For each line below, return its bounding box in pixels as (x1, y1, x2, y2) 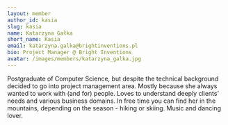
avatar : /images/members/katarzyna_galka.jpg (7, 56, 141, 62)
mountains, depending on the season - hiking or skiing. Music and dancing (7, 103, 221, 112)
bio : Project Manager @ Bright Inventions (7, 49, 132, 56)
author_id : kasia (7, 17, 58, 24)
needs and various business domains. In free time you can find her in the (7, 97, 216, 105)
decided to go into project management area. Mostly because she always (7, 81, 218, 90)
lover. (7, 111, 23, 119)
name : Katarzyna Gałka (7, 29, 73, 37)
